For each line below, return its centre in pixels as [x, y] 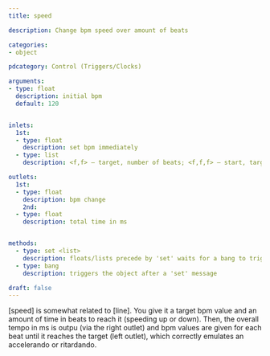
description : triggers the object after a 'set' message [120, 273]
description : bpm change [64, 199]
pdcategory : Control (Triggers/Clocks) [75, 67]
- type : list [37, 155]
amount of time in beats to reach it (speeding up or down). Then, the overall [134, 319]
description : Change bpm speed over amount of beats [98, 30]
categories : [28, 45]
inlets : [21, 125]
